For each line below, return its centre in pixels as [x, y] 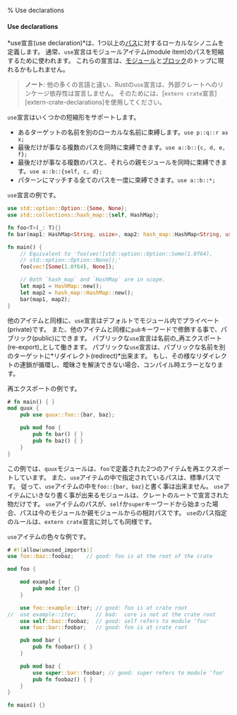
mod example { [41, 582]
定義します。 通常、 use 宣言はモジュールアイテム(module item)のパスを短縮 [116, 52]
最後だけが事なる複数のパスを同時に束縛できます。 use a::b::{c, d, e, [121, 147]
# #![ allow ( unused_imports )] [50, 550]
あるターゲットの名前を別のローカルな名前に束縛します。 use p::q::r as [123, 132]
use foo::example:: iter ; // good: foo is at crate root [104, 608]
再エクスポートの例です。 [44, 388]
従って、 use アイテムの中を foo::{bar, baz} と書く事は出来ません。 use [122, 486]
